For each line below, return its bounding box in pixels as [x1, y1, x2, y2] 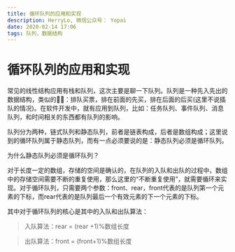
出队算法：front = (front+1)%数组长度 [24, 237, 132, 246]
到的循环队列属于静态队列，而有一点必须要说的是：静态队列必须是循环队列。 [7, 136, 228, 145]
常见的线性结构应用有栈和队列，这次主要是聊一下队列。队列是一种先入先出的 [7, 87, 228, 95]
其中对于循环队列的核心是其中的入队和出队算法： [7, 207, 148, 216]
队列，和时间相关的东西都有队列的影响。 [7, 113, 124, 121]
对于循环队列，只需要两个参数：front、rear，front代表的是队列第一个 [19, 183, 218, 192]
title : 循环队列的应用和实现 [7, 10, 82, 17]
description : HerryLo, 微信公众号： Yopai [7, 17, 127, 24]
